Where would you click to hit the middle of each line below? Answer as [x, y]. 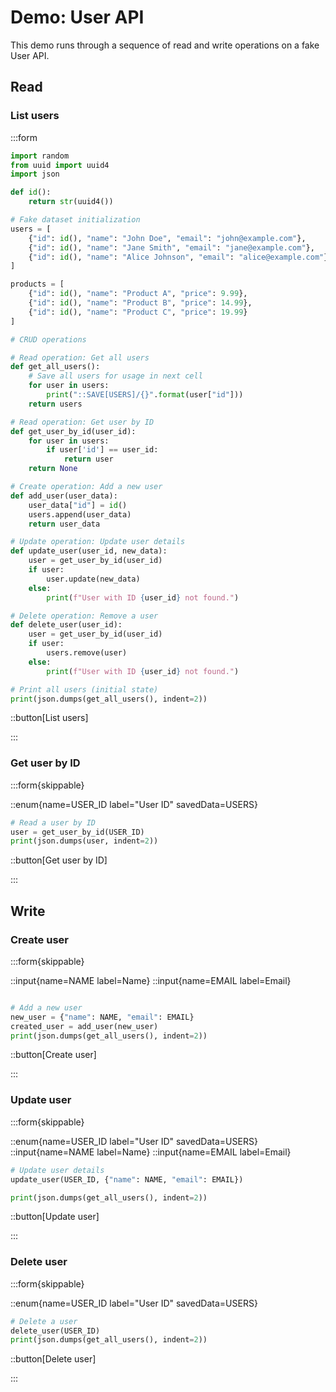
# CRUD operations [48, 339]
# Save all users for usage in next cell [115, 376]
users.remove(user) [87, 653]
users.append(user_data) [80, 514]
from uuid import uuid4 [60, 165]
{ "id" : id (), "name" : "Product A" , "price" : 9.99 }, [138, 294]
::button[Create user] [53, 1055]
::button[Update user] [55, 1217]
